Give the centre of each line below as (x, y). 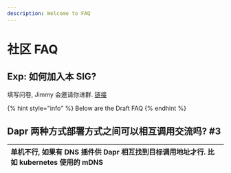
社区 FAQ (33, 49)
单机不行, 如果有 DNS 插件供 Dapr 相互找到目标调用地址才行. (108, 152)
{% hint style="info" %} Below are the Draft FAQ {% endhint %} (97, 108)
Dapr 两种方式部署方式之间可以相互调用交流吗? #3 (114, 132)
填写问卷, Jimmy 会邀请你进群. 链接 (57, 94)
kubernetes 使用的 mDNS (61, 163)
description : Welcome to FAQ (49, 13)
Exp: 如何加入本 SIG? (52, 77)
